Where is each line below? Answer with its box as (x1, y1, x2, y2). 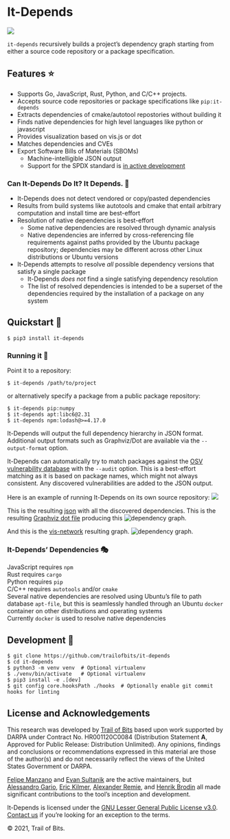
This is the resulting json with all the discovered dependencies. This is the (7, 507, 216, 515)
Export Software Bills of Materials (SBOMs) (16, 147, 139, 155)
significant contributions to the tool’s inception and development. (7, 790, 191, 798)
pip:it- (200, 98, 223, 105)
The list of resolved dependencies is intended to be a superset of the (27, 282, 223, 290)
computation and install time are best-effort (16, 209, 141, 217)
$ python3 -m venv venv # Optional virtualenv (7, 665, 146, 672)
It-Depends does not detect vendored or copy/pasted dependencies (16, 194, 211, 203)
